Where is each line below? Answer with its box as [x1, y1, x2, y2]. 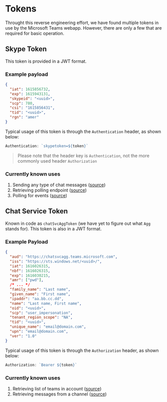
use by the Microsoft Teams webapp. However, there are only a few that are [5, 25, 162, 31]
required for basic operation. [5, 30, 64, 36]
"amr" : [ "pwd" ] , [10, 278, 44, 283]
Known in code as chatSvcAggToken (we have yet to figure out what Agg [5, 220, 151, 226]
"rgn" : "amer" [10, 115, 39, 120]
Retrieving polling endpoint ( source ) [12, 187, 87, 193]
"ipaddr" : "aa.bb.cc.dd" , [10, 296, 64, 301]
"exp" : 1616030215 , [10, 273, 51, 278]
